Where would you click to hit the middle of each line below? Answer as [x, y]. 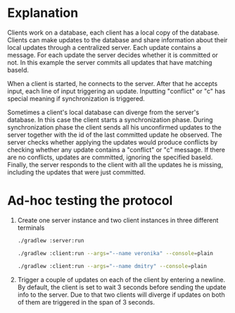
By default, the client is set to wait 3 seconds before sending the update [122, 287]
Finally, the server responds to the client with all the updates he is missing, [115, 164]
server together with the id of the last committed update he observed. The [115, 135]
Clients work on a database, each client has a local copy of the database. [113, 32]
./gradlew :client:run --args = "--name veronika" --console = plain [115, 253]
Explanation [43, 13]
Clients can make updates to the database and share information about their [118, 39]
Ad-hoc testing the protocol [90, 201]
